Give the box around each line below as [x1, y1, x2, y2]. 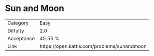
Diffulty [7, 27, 24, 34]
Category [7, 20, 29, 26]
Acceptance [7, 35, 35, 42]
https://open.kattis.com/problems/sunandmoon [39, 43, 147, 49]
